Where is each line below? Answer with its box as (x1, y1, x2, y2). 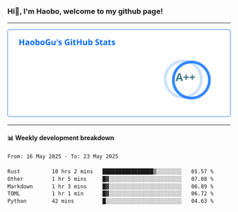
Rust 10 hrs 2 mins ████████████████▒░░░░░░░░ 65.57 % (7, 167, 214, 175)
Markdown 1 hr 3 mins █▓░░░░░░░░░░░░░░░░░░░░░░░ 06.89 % (7, 183, 214, 190)
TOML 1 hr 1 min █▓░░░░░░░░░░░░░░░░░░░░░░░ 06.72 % (7, 190, 214, 197)
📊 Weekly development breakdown (7, 134, 115, 142)
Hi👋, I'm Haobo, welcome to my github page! (7, 6, 164, 16)
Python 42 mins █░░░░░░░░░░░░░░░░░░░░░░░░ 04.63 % (7, 198, 214, 205)
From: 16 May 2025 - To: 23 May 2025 (7, 153, 119, 160)
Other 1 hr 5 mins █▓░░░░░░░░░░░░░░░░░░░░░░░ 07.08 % (7, 175, 214, 182)
